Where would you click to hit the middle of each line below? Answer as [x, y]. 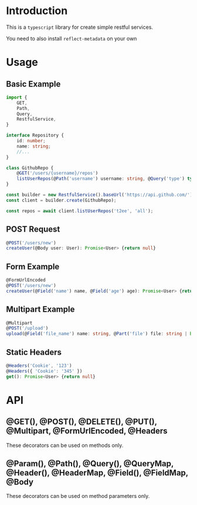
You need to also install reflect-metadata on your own [72, 38]
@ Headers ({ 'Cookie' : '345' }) [44, 371]
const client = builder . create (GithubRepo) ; [61, 200]
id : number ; [31, 141]
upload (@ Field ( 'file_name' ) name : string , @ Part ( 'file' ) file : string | [97, 334]
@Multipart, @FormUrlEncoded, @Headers [87, 431]
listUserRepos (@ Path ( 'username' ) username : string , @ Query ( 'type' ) [101, 179]
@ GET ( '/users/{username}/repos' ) [57, 173]
